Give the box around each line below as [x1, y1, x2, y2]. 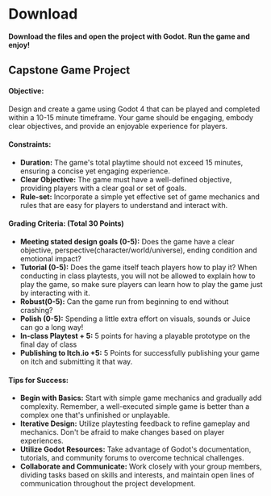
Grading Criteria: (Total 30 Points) [8, 219, 125, 228]
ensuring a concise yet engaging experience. [19, 166, 171, 176]
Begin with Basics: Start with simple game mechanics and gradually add [19, 393, 262, 403]
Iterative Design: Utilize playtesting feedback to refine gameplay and [19, 419, 250, 428]
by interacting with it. [19, 288, 90, 298]
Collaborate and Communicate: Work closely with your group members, [19, 461, 262, 472]
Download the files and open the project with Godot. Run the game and [8, 31, 250, 41]
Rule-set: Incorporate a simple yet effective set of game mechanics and [19, 191, 261, 202]
